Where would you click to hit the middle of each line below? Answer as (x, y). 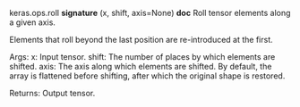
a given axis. (33, 22)
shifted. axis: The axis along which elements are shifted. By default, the (141, 66)
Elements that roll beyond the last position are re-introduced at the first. (141, 40)
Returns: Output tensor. (52, 93)
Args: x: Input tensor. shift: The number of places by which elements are (142, 57)
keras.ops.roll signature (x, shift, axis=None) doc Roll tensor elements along (150, 13)
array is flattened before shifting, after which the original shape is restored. (147, 76)
